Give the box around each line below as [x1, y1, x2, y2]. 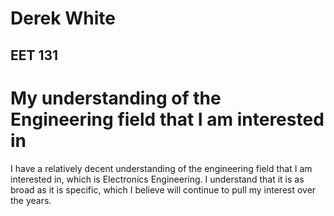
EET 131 [10, 47, 59, 64]
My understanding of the [10, 87, 222, 109]
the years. [10, 194, 52, 206]
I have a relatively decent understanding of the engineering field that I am [10, 162, 313, 174]
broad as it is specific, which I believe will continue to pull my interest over [10, 183, 317, 196]
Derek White [10, 7, 116, 30]
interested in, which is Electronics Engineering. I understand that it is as [10, 173, 305, 185]
